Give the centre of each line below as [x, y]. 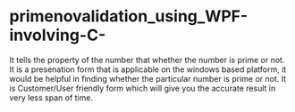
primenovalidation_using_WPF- [129, 16]
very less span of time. [51, 97]
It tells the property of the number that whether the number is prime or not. [147, 60]
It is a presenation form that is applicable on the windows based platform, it [148, 69]
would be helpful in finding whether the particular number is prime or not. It [148, 78]
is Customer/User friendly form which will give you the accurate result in [143, 88]
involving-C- [58, 35]
